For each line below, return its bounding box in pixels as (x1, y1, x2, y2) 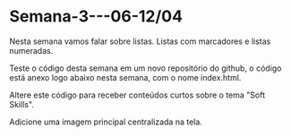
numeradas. (9, 45, 54, 55)
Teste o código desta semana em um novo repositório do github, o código (9, 63, 282, 73)
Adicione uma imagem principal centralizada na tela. (9, 116, 203, 127)
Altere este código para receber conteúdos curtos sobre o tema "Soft (9, 89, 266, 100)
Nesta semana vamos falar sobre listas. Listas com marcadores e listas (9, 36, 271, 47)
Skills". (9, 98, 34, 109)
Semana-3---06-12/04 (9, 6, 184, 27)
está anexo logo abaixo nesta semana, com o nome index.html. (9, 72, 242, 82)
